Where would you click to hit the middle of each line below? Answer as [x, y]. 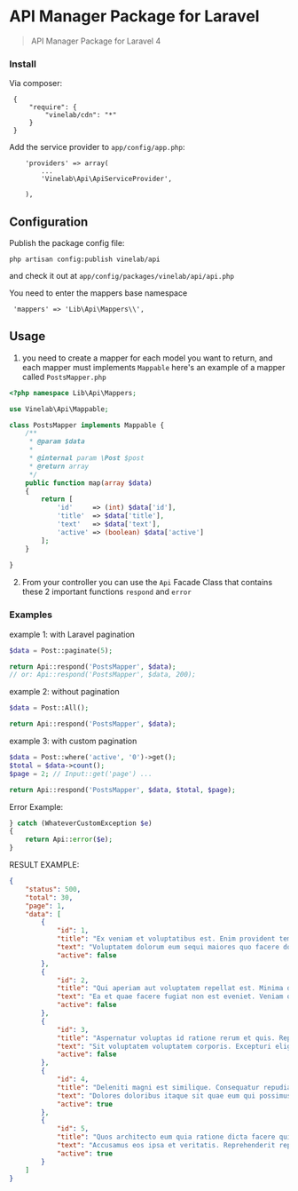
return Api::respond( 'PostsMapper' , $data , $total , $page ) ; [123, 790]
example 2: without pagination [64, 692]
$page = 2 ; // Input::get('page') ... [81, 774]
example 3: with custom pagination [73, 741]
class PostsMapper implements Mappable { [87, 425]
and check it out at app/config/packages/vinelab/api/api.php [122, 276]
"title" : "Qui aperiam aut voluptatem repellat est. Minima [170, 989]
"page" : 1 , [45, 906]
